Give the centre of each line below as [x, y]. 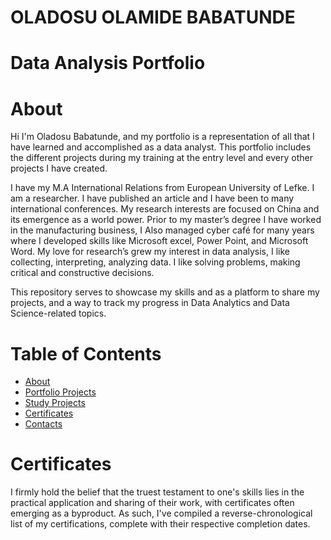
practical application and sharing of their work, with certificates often [152, 503]
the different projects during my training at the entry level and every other [161, 158]
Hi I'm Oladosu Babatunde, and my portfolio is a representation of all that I [162, 137]
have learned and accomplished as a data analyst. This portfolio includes [161, 147]
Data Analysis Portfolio [108, 63]
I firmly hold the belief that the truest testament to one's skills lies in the [157, 492]
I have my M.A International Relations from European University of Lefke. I [162, 188]
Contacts [43, 424]
